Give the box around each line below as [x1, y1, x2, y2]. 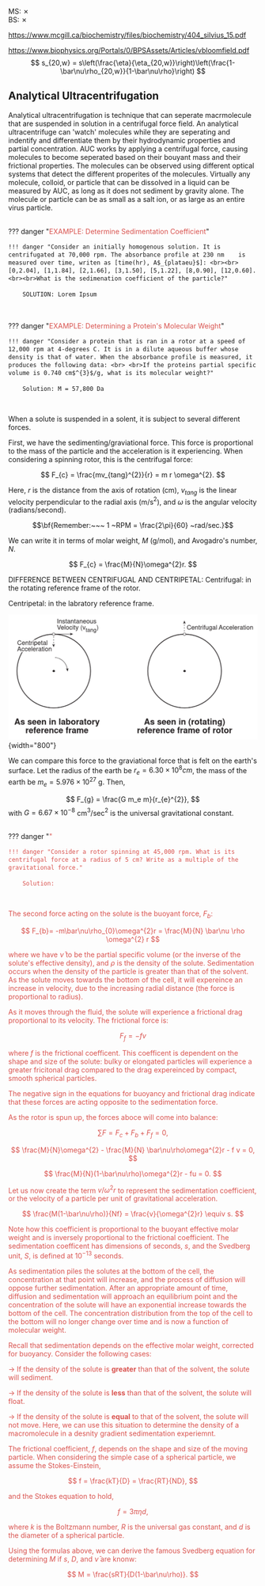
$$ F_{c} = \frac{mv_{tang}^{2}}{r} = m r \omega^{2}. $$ [40, 469, 225, 480]
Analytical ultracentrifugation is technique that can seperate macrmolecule [8, 110, 252, 120]
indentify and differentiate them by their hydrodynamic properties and [8, 135, 236, 145]
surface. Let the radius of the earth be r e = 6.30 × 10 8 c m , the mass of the [8, 764, 248, 777]
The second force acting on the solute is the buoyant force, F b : [8, 909, 214, 920]
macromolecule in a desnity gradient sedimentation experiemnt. [8, 1429, 216, 1438]
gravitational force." [8, 864, 83, 872]
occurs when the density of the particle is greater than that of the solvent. [8, 967, 249, 977]
